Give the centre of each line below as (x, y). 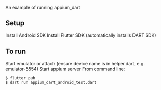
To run (16, 51)
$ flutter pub (20, 78)
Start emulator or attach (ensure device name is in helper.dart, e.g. (75, 63)
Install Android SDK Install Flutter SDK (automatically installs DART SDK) (81, 35)
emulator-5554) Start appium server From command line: (65, 69)
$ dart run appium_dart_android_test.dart (51, 82)
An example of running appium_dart (43, 7)
